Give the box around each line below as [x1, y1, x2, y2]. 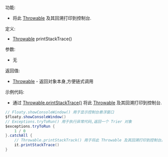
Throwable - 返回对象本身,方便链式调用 [12, 78, 94, 84]
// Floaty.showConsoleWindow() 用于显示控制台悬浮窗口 [5, 110, 114, 115]
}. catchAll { [5, 133, 33, 138]
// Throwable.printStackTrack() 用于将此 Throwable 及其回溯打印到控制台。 [14, 138, 165, 143]
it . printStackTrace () [14, 142, 59, 147]
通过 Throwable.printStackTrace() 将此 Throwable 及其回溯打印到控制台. [12, 100, 162, 106]
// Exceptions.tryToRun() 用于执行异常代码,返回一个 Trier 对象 [5, 119, 132, 124]
